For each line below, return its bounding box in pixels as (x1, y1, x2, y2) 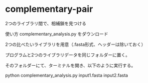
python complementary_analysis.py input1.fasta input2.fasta (5, 72, 128, 78)
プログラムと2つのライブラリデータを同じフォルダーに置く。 (5, 52, 131, 58)
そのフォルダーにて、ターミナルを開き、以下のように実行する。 (5, 62, 136, 68)
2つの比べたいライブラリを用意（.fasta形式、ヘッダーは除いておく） (5, 41, 146, 47)
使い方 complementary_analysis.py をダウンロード (5, 31, 109, 37)
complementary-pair (5, 3, 93, 15)
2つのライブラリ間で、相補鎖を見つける (5, 20, 86, 26)
